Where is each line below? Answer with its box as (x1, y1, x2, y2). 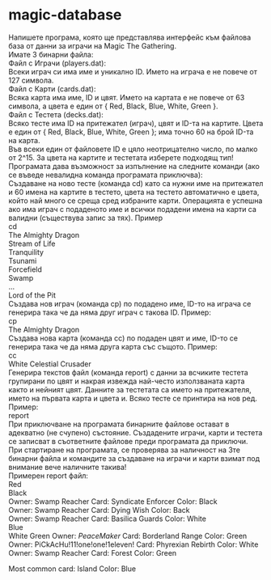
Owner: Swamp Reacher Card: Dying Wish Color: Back (8, 505, 190, 514)
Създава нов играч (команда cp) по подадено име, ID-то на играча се (8, 298, 252, 308)
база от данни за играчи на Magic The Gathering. (8, 40, 176, 50)
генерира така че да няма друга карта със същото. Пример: (8, 341, 218, 351)
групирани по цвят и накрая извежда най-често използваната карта (8, 376, 245, 386)
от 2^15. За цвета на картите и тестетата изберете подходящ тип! (8, 152, 235, 163)
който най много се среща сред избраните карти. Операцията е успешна (8, 196, 263, 205)
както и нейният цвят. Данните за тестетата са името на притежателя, (8, 384, 252, 394)
